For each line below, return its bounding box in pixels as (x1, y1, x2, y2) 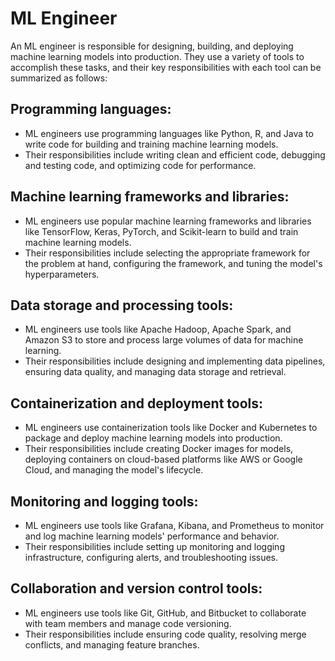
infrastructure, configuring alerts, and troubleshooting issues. (24, 552, 279, 563)
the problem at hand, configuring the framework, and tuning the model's (24, 257, 323, 269)
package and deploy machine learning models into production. (24, 432, 283, 444)
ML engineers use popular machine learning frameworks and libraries (24, 215, 312, 227)
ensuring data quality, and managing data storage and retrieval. (24, 366, 287, 378)
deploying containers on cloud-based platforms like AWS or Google (24, 453, 303, 466)
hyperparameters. (24, 268, 100, 280)
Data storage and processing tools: (10, 297, 234, 314)
